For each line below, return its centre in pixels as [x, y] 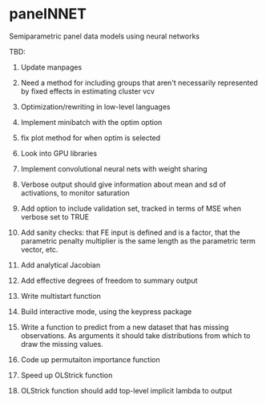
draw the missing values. [62, 344]
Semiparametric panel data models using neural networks [104, 36]
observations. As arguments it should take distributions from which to [135, 335]
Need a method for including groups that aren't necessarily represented [139, 83]
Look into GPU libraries [59, 153]
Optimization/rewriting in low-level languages [95, 107]
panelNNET [48, 14]
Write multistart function [60, 296]
